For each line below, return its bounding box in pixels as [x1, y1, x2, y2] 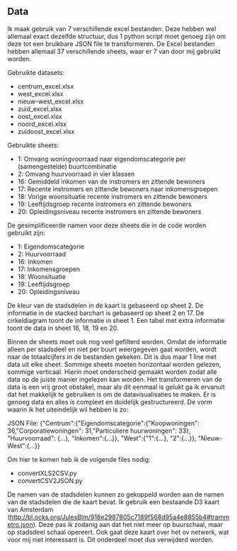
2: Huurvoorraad [17, 249, 67, 258]
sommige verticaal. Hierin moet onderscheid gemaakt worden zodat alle [7, 368, 217, 376]
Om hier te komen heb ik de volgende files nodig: [7, 455, 151, 463]
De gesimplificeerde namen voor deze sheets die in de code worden [7, 221, 207, 229]
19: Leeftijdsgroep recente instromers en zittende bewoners [17, 200, 192, 208]
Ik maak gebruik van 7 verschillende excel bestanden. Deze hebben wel [7, 24, 216, 33]
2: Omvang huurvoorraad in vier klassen [17, 169, 135, 178]
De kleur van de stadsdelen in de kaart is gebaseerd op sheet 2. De [7, 301, 204, 309]
